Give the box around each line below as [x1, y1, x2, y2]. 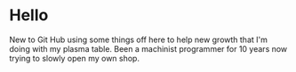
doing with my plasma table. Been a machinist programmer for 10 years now [9, 43, 288, 54]
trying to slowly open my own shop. [9, 53, 140, 63]
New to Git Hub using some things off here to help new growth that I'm [9, 34, 268, 45]
